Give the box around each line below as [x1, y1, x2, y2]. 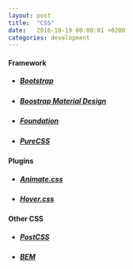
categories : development [8, 33, 90, 42]
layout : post [8, 11, 51, 20]
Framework [8, 58, 47, 67]
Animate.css [19, 174, 63, 184]
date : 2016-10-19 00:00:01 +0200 [8, 26, 126, 34]
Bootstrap [19, 76, 54, 85]
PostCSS [19, 232, 50, 241]
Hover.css [19, 194, 55, 203]
